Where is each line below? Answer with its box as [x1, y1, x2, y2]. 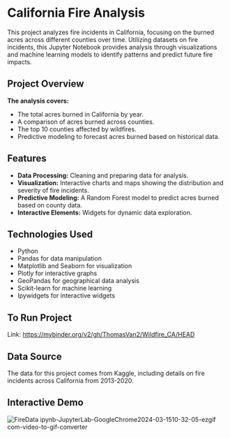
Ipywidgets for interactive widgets [17, 291, 116, 300]
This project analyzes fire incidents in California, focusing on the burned [7, 28, 215, 36]
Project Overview [7, 78, 84, 90]
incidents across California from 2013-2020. [7, 377, 134, 385]
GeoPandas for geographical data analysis [17, 277, 139, 285]
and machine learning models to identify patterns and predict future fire [7, 50, 213, 59]
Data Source [7, 351, 62, 363]
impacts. [7, 57, 33, 66]
